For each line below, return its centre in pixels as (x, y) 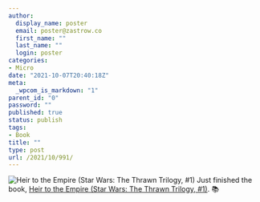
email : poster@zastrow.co (59, 30)
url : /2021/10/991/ (41, 157)
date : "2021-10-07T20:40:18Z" (59, 75)
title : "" (25, 142)
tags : (17, 127)
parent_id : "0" (34, 98)
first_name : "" (41, 38)
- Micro (21, 68)
